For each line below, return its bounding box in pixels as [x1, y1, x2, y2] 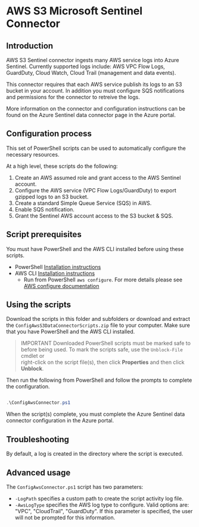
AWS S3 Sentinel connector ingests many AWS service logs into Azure [6, 57, 179, 63]
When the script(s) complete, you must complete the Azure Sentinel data [6, 410, 185, 418]
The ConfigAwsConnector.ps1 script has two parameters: [6, 483, 144, 491]
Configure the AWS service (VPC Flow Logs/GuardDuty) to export [14, 186, 177, 194]
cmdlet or [20, 353, 45, 360]
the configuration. [6, 383, 50, 390]
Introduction [6, 41, 54, 51]
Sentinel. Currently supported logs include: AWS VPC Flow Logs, [6, 63, 165, 70]
